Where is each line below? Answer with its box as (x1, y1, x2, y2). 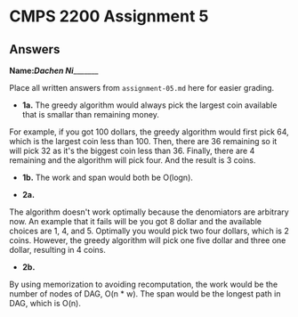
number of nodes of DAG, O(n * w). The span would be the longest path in (9, 289, 281, 299)
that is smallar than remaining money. (21, 110, 160, 119)
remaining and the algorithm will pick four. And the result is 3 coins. (9, 155, 256, 166)
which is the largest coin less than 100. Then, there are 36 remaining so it (9, 136, 278, 146)
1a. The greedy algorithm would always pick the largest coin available (21, 100, 278, 110)
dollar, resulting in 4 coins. (9, 245, 107, 255)
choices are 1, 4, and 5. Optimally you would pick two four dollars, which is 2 (9, 225, 289, 236)
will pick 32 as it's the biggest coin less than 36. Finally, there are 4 (9, 145, 255, 156)
